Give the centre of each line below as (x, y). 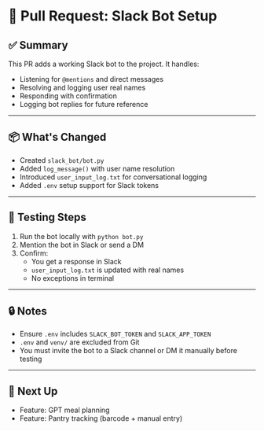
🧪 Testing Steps (47, 217)
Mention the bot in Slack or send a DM (81, 245)
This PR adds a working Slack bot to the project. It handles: (104, 64)
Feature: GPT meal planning (64, 410)
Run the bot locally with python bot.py (81, 236)
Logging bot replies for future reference (84, 104)
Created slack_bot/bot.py (62, 160)
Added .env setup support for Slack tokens (89, 185)
